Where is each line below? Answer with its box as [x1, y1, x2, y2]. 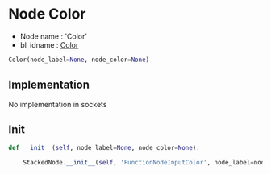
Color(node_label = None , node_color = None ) [8, 56, 150, 64]
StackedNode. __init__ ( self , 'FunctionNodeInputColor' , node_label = [23, 159, 254, 167]
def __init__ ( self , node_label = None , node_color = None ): [8, 144, 200, 152]
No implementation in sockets [8, 99, 107, 109]
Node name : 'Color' [19, 31, 87, 41]
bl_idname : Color [19, 39, 79, 49]
